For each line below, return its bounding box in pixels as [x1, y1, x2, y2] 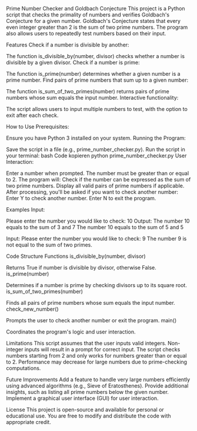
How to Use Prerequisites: [6, 123, 69, 130]
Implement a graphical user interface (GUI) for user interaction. [6, 395, 159, 402]
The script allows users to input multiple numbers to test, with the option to [6, 106, 188, 112]
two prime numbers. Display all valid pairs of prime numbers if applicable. [6, 182, 185, 189]
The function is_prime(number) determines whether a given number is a [6, 70, 181, 77]
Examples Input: [6, 206, 45, 213]
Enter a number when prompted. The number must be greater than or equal [6, 170, 189, 177]
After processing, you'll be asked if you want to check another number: [6, 188, 178, 196]
